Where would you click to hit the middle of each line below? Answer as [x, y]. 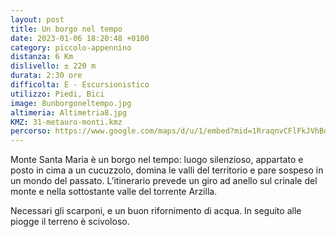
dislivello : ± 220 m [53, 66]
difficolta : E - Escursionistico [80, 85]
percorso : [31, 131]
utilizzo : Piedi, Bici [57, 94]
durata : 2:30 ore [46, 76]
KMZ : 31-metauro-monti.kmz [66, 122]
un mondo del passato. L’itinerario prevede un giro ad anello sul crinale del [164, 181]
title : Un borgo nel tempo [66, 29]
